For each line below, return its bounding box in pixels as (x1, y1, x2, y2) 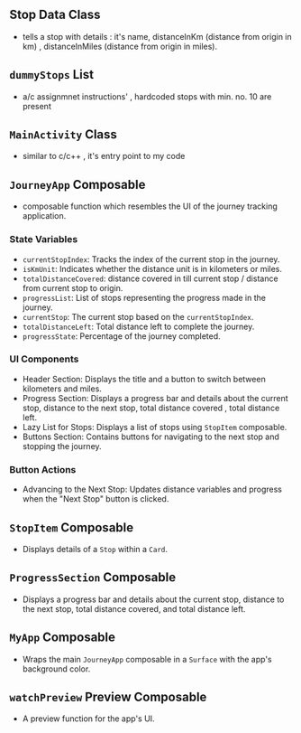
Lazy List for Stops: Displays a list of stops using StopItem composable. (22, 421, 287, 432)
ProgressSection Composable (9, 569, 177, 586)
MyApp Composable (9, 630, 115, 645)
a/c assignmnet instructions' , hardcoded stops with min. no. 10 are (22, 90, 272, 102)
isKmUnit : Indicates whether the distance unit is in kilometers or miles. (22, 263, 282, 274)
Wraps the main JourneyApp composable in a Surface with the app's (22, 653, 272, 664)
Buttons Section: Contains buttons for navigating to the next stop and (22, 431, 279, 442)
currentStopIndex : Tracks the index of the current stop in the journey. (22, 253, 280, 265)
